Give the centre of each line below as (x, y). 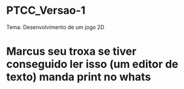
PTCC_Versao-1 (46, 11)
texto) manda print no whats (79, 77)
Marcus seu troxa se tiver (71, 51)
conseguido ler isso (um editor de (92, 64)
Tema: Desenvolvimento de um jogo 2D (55, 27)
